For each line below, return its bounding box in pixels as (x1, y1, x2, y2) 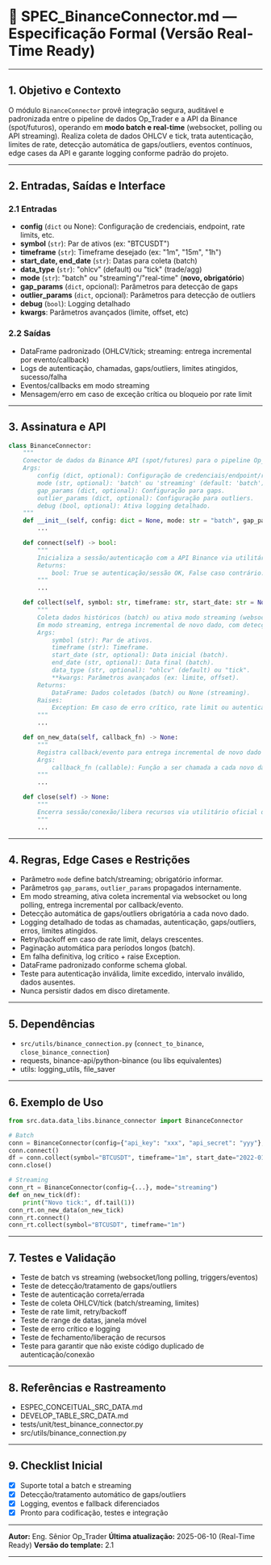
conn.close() (8, 1162, 52, 1170)
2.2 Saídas (8, 327, 51, 339)
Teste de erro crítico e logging (19, 1324, 121, 1334)
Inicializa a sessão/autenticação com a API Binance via (37, 554, 232, 562)
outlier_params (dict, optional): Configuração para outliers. (37, 494, 254, 502)
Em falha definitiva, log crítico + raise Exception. (19, 951, 181, 961)
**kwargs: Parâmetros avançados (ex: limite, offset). (51, 673, 240, 681)
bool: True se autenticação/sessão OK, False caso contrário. (51, 569, 265, 577)
